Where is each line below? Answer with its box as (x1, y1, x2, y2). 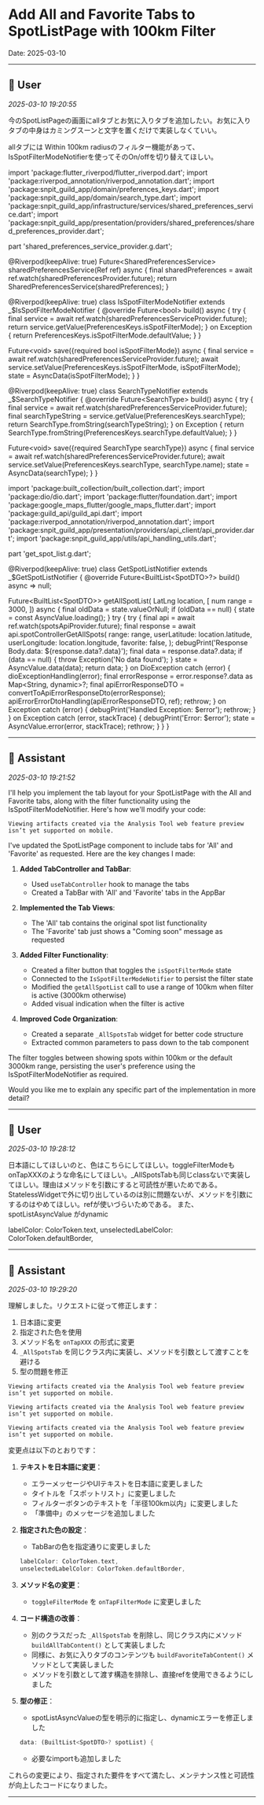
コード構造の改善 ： (19, 1613, 82, 1622)
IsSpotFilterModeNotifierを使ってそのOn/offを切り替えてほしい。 (8, 152, 218, 161)
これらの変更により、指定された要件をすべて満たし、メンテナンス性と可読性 (8, 1770, 255, 1780)
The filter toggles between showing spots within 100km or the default (8, 1053, 233, 1062)
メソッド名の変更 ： (19, 1580, 82, 1589)
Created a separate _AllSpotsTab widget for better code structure (31, 1029, 244, 1039)
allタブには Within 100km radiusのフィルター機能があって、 (8, 142, 200, 151)
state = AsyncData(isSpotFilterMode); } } (8, 371, 140, 380)
